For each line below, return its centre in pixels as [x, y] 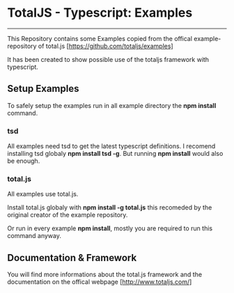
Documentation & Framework [72, 258]
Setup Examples [43, 89]
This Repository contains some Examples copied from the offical [100, 38]
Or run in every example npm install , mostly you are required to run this [110, 228]
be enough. [24, 161]
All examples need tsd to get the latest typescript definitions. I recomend [111, 146]
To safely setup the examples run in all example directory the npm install [112, 105]
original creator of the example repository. [68, 215]
